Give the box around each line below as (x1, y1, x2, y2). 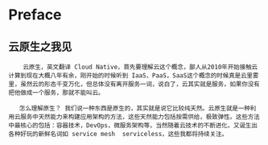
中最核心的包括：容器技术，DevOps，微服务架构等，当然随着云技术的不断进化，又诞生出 (8, 122, 258, 130)
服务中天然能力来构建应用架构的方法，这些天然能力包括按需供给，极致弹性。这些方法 (19, 113, 260, 121)
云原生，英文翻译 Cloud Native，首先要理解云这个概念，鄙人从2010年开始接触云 (23, 63, 258, 71)
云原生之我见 (8, 39, 72, 53)
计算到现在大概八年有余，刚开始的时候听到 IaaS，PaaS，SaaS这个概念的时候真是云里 (8, 72, 254, 80)
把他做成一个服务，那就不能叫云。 (8, 89, 105, 97)
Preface (8, 6, 62, 24)
